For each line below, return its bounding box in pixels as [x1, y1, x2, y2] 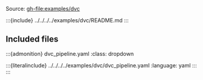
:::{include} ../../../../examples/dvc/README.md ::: [5, 17, 129, 23]
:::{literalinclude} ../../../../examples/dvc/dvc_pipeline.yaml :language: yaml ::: [5, 61, 197, 69]
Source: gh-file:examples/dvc [5, 5, 80, 12]
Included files [5, 34, 59, 45]
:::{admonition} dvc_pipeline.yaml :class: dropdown [5, 50, 134, 57]
